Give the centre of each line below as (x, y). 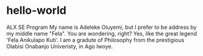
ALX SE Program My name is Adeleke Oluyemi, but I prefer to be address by (101, 27)
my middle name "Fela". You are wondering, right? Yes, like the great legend (101, 33)
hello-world (37, 11)
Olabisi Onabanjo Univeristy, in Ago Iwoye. (60, 46)
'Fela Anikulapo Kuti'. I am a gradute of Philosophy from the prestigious (95, 40)
